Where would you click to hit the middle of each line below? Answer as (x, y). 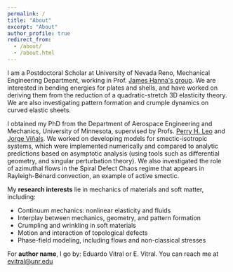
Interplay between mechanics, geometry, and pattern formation (109, 217)
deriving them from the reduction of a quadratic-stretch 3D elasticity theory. (117, 95)
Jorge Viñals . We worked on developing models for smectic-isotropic (107, 138)
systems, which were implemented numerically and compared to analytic (113, 146)
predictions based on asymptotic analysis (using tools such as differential (113, 153)
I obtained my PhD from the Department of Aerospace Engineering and (110, 123)
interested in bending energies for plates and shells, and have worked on (113, 88)
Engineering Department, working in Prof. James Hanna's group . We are (112, 80)
